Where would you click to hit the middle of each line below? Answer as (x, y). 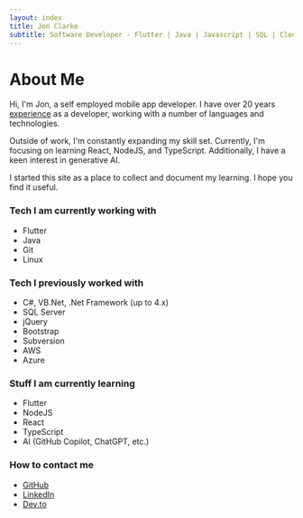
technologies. (35, 124)
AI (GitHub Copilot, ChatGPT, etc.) (86, 442)
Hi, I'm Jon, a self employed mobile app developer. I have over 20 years (142, 104)
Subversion (43, 341)
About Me (47, 79)
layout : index (36, 18)
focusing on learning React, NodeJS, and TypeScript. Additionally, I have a (147, 151)
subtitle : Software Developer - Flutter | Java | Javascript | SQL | (143, 34)
